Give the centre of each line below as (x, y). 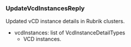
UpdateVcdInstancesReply (45, 8)
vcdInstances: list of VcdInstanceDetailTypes (70, 33)
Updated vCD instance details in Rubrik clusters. (65, 21)
